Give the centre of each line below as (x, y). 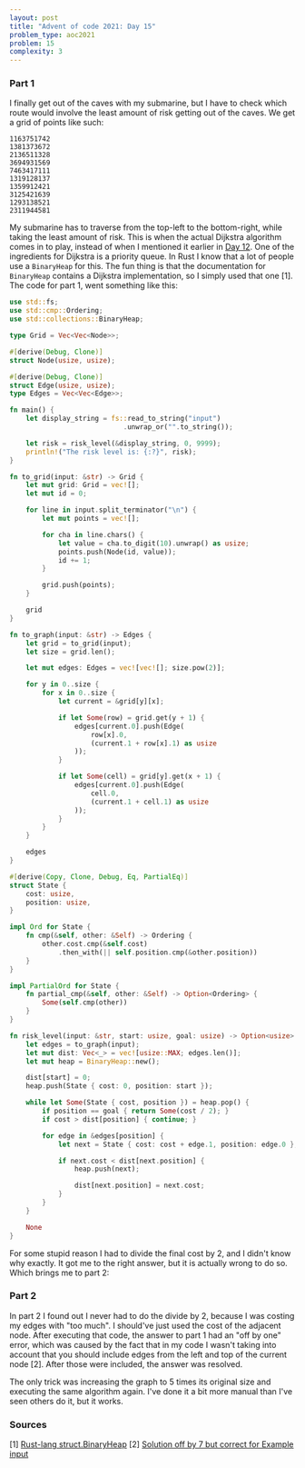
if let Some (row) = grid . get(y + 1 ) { (131, 718)
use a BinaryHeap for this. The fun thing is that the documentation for (138, 266)
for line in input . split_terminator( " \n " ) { (111, 510)
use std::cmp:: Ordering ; (56, 311)
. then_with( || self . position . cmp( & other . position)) (157, 952)
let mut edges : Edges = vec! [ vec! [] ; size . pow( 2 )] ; (125, 668)
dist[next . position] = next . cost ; (139, 1186)
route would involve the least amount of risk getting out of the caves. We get (152, 113)
